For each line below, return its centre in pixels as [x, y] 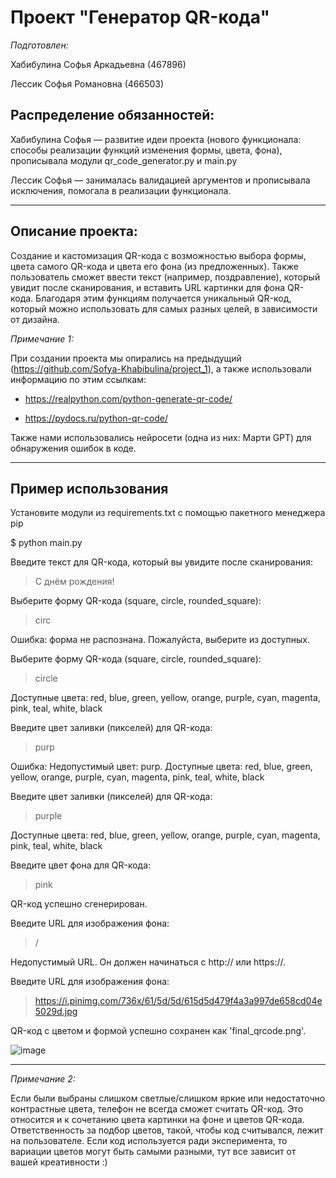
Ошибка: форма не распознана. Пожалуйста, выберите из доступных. [160, 640]
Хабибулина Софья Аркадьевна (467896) [98, 64]
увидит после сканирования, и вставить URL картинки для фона [148, 287]
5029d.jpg [56, 1012]
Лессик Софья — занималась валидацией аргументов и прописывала [160, 180]
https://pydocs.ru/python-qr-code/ [96, 418]
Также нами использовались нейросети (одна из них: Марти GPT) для [161, 437]
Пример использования [89, 488]
